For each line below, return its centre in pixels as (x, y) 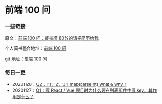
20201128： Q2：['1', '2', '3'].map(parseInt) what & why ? (69, 84)
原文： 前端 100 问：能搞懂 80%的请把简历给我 (52, 38)
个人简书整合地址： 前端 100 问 (36, 48)
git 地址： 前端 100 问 (26, 59)
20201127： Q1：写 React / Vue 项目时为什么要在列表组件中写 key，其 (82, 90)
